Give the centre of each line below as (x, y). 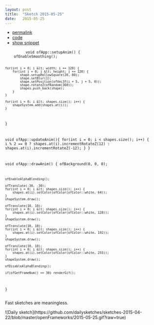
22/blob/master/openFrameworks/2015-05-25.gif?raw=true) (66, 318)
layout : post (18, 10)
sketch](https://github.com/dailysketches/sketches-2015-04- (80, 312)
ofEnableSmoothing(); (36, 57)
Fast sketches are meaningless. (37, 303)
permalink (22, 33)
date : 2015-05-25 (25, 19)
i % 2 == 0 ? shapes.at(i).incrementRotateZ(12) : (58, 144)
